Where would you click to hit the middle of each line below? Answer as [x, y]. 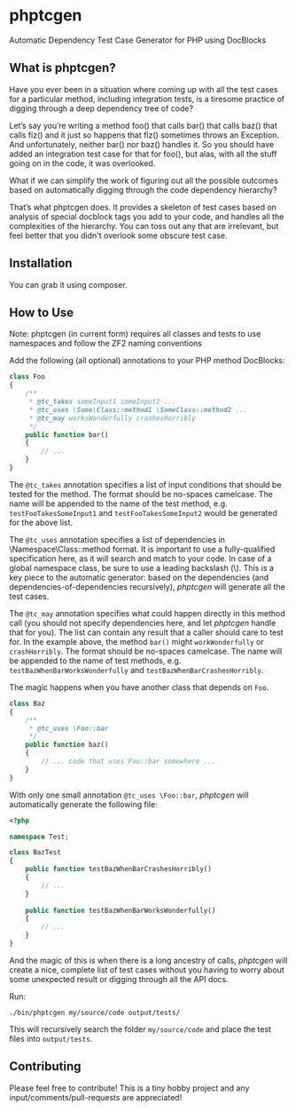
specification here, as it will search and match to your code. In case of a [140, 558]
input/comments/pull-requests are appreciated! [96, 1097]
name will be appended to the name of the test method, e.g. [118, 504]
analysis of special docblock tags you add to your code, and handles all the [147, 216]
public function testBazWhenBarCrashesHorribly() [119, 869]
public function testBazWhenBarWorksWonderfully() [121, 910]
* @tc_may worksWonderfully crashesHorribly [113, 418]
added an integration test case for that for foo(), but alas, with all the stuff [143, 154]
